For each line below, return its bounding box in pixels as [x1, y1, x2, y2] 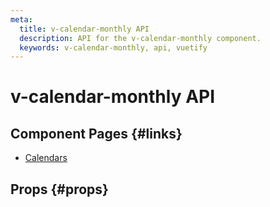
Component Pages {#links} [10, 125, 183, 142]
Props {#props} [10, 181, 109, 198]
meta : [10, 14, 33, 25]
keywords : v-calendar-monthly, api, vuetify [19, 42, 208, 53]
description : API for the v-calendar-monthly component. [19, 33, 262, 43]
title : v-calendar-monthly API [19, 24, 150, 34]
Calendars [24, 152, 68, 164]
